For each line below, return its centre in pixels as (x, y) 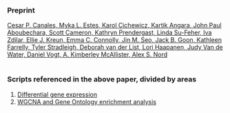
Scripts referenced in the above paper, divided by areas (102, 79)
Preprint (21, 10)
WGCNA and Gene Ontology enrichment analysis (87, 101)
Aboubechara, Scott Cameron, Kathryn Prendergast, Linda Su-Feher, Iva (109, 32)
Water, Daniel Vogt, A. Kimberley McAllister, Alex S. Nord (87, 54)
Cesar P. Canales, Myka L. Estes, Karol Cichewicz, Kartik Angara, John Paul (114, 25)
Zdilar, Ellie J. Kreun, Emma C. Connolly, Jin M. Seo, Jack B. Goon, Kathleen (115, 40)
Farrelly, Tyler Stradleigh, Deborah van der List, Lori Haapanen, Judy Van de (115, 48)
